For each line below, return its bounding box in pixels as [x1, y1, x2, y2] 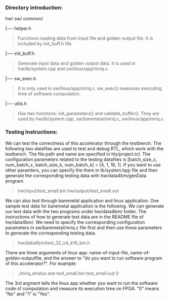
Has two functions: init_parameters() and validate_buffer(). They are [17, 111, 159, 117]
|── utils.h [5, 101, 27, 107]
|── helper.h [5, 25, 31, 31]
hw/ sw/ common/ [5, 16, 44, 22]
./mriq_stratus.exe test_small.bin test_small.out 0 [17, 270, 119, 276]
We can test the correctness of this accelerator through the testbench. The [5, 140, 162, 146]
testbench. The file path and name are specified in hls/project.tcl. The [5, 151, 151, 157]
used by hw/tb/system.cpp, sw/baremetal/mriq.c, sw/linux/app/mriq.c [17, 116, 164, 122]
